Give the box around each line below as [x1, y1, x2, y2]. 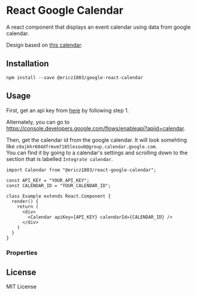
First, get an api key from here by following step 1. [6, 107, 129, 114]
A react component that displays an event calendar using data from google [6, 23, 191, 31]
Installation [6, 59, 49, 69]
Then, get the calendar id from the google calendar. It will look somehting [6, 136, 187, 144]
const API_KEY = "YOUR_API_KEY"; [6, 177, 90, 183]
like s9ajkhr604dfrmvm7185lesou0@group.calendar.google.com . [6, 142, 157, 150]
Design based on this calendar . [6, 41, 83, 48]
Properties [6, 249, 38, 257]
